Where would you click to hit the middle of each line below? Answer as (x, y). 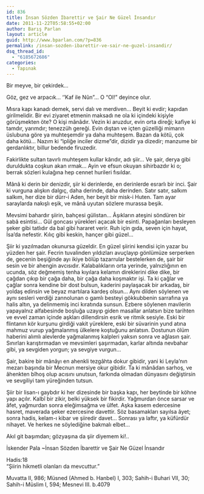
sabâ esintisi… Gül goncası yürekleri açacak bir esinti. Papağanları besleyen (101, 222)
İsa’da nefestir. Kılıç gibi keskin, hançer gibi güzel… (70, 235)
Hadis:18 (17, 460)
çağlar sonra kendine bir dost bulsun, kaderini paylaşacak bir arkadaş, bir (98, 285)
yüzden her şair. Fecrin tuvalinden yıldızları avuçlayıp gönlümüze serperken (100, 253)
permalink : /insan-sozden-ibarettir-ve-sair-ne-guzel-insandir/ (89, 46)
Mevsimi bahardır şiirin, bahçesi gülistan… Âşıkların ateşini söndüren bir (96, 215)
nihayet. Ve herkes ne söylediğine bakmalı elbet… (68, 425)
